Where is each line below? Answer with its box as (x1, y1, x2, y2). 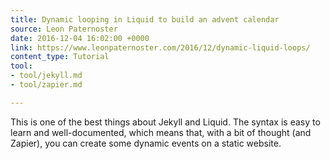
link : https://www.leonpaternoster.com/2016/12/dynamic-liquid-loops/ (10, 42, 311, 53)
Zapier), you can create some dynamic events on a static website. (10, 137, 282, 149)
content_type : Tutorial (10, 52, 110, 62)
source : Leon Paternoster (10, 24, 118, 34)
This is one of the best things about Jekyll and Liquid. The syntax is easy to (10, 116, 321, 128)
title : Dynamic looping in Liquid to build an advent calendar (10, 14, 280, 25)
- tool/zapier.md (10, 80, 83, 90)
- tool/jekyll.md (10, 71, 83, 81)
